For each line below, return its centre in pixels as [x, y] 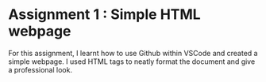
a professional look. [40, 69]
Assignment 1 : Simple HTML [104, 15]
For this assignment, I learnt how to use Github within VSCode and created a [133, 53]
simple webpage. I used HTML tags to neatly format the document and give [132, 61]
